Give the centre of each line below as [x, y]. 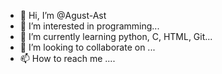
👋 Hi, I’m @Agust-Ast [63, 15]
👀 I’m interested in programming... [89, 26]
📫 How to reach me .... [67, 58]
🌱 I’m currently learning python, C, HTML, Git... [116, 36]
